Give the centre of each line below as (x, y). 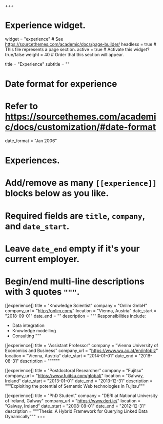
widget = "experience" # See (34, 39)
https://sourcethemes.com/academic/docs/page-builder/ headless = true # (81, 44)
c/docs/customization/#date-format (81, 127)
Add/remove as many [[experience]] (81, 183)
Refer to (21, 106)
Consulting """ (27, 336)
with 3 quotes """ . (42, 292)
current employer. (42, 259)
